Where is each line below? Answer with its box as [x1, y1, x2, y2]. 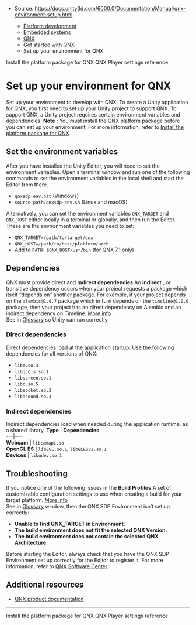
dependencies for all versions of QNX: [6, 350, 98, 357]
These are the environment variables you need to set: [6, 222, 135, 229]
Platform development [23, 23, 77, 29]
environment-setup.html [14, 11, 73, 18]
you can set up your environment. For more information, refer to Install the [6, 123, 184, 131]
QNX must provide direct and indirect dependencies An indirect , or [6, 278, 171, 286]
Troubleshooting [6, 469, 68, 479]
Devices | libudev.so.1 [6, 452, 62, 459]
